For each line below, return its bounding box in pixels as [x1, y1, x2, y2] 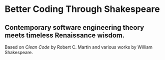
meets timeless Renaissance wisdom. [4, 31, 125, 39]
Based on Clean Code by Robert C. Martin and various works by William [4, 44, 153, 50]
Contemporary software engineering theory [4, 23, 144, 32]
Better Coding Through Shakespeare [4, 3, 160, 15]
